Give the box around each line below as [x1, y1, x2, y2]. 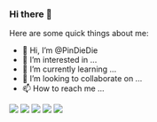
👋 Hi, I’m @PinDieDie [21, 45, 98, 56]
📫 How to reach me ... [21, 83, 105, 94]
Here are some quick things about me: [9, 28, 149, 39]
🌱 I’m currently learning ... [21, 64, 117, 74]
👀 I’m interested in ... [21, 55, 98, 65]
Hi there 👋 [9, 8, 53, 20]
